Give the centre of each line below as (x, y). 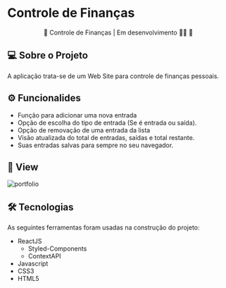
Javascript (33, 264)
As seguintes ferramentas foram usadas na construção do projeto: (103, 227)
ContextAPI (44, 256)
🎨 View (23, 167)
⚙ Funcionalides (44, 98)
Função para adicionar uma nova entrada (77, 115)
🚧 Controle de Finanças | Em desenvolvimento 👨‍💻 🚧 (118, 32)
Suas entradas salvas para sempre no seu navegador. (95, 145)
